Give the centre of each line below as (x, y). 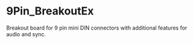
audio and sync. (26, 34)
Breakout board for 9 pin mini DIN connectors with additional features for (97, 28)
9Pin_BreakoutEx (50, 11)
